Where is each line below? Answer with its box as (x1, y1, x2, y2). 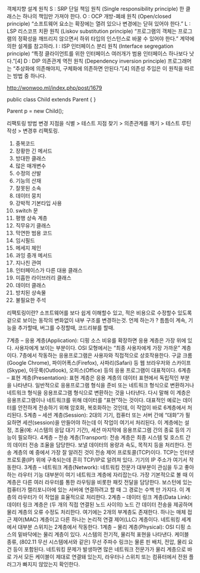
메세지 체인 (15, 244, 42, 251)
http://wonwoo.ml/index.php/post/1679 (7, 84, 102, 91)
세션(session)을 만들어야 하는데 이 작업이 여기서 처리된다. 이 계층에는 (22, 419, 183, 426)
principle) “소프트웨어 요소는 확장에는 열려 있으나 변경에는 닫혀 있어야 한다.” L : (7, 20, 191, 27)
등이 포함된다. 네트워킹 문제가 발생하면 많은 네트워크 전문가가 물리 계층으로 (12, 546, 186, 553)
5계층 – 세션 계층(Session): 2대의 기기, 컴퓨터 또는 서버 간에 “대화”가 (24, 411, 184, 418)
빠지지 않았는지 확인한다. (22, 560, 80, 568)
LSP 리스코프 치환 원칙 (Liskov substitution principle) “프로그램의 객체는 (7, 27, 177, 35)
